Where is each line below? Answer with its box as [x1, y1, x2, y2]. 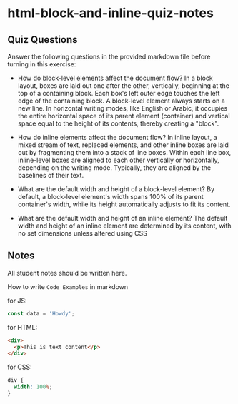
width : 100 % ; [14, 383, 53, 390]
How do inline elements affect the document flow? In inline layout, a [17, 133, 217, 141]
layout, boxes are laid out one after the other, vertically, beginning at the [17, 81, 230, 90]
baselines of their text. [17, 171, 84, 179]
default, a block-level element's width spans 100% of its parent [17, 193, 204, 201]
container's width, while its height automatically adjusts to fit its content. [17, 200, 231, 208]
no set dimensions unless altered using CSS [17, 229, 148, 237]
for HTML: [7, 323, 38, 331]
